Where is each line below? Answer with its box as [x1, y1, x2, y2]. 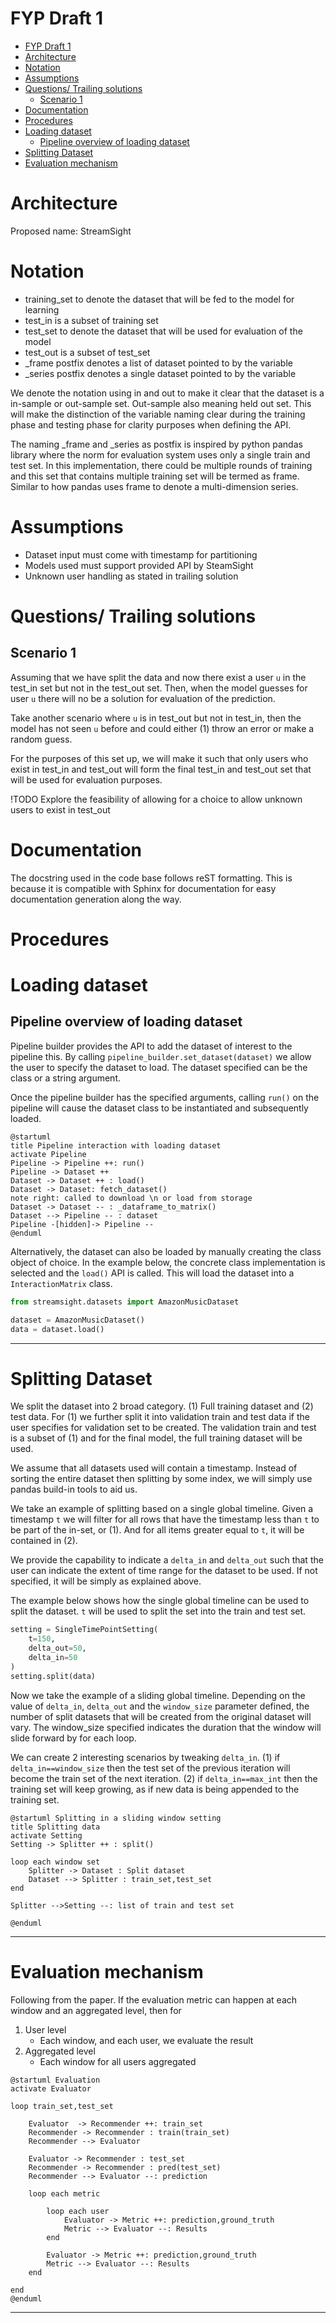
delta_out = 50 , [28, 1643, 87, 1654]
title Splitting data [10, 1822, 101, 1832]
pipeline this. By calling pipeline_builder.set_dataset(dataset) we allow [10, 1050, 312, 1062]
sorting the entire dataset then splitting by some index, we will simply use [10, 1473, 313, 1485]
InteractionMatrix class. [10, 1277, 113, 1289]
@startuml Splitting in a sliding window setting [10, 1813, 222, 1823]
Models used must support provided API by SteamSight [24, 559, 254, 571]
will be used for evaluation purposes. [10, 773, 163, 786]
